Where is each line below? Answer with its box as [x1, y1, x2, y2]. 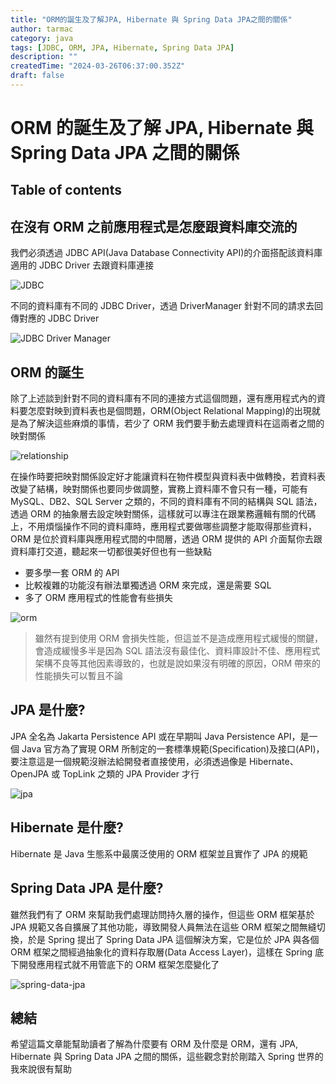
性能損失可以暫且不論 [34, 670, 123, 682]
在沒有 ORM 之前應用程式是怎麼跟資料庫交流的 [10, 218, 298, 235]
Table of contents [10, 182, 122, 199]
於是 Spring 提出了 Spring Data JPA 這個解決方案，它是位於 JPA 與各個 [27, 933, 320, 945]
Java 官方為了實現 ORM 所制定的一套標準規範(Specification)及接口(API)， [21, 742, 325, 755]
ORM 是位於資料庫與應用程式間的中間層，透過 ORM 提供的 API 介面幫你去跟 [10, 533, 323, 545]
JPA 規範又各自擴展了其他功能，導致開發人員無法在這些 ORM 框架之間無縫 [10, 921, 317, 933]
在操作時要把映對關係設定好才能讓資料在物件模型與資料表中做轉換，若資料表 [10, 471, 326, 483]
